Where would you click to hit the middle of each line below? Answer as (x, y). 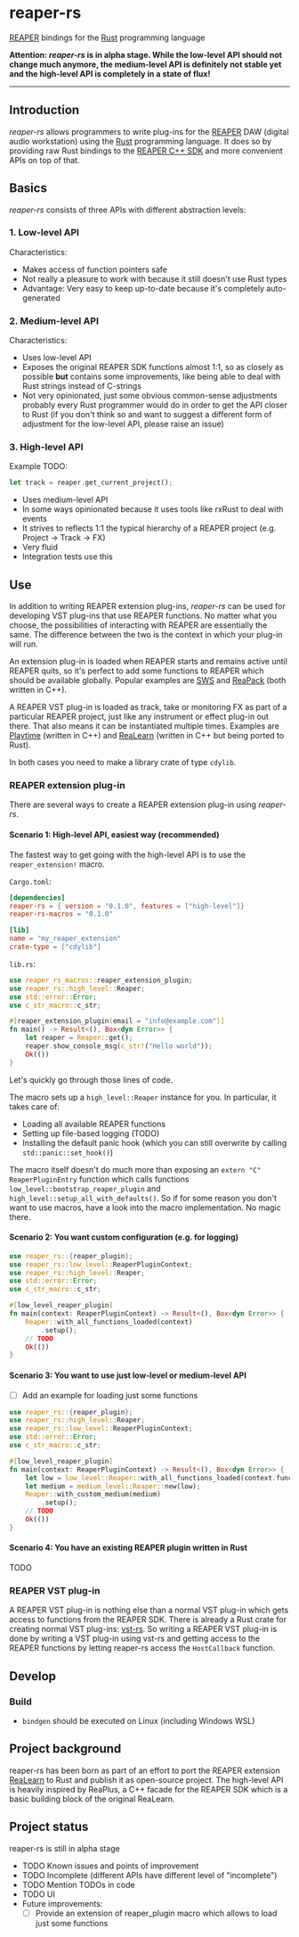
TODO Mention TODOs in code (78, 1884)
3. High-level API (46, 447)
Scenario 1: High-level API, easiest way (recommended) (114, 835)
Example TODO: (39, 466)
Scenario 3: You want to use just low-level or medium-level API (128, 1375)
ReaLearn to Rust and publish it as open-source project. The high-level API (146, 1780)
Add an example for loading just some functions (110, 1395)
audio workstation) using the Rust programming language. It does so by (141, 141)
